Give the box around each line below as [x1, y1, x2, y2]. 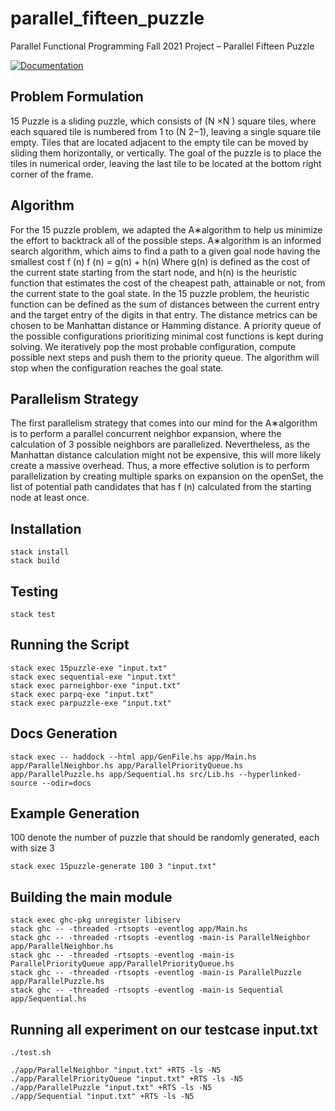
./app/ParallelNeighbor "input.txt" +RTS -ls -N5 [10, 1065, 222, 1076]
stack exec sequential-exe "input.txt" [10, 672, 177, 682]
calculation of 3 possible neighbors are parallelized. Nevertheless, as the [10, 438, 310, 451]
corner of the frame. [10, 168, 94, 180]
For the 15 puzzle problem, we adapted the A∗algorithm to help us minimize [10, 223, 323, 236]
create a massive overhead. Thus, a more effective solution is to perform [10, 460, 310, 472]
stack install [10, 547, 70, 557]
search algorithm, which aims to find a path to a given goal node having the [10, 245, 321, 257]
